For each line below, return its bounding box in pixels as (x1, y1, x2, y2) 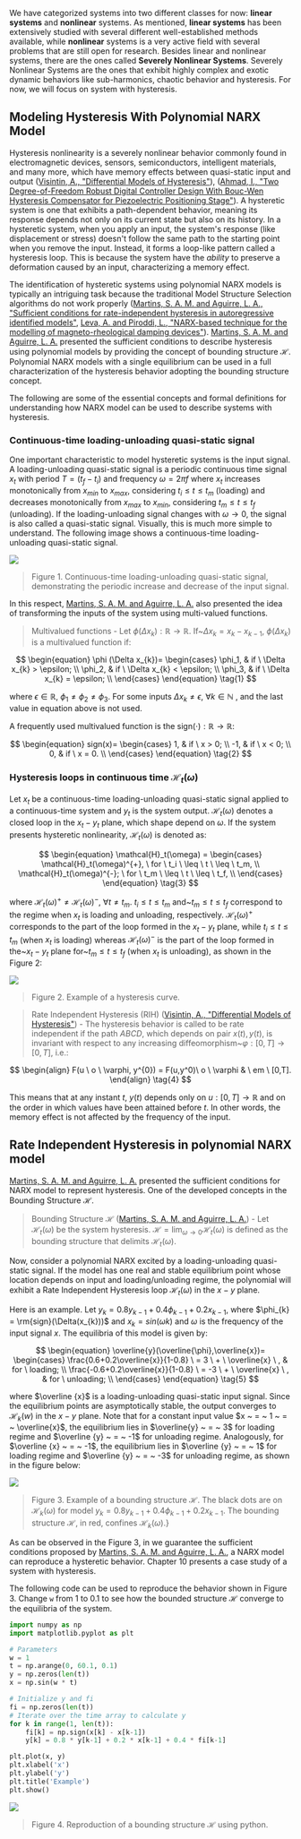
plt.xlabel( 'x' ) (9, 1760, 70, 1770)
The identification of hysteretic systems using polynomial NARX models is (9, 279, 282, 289)
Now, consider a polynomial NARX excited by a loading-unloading (9, 1256, 253, 1267)
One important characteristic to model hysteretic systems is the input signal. (9, 454, 291, 465)
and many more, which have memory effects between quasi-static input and (9, 166, 291, 177)
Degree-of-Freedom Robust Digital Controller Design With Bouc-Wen (9, 185, 264, 196)
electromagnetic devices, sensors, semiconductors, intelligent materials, (9, 157, 277, 168)
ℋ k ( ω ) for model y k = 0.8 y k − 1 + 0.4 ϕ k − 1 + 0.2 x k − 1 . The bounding (30, 1505, 279, 1518)
